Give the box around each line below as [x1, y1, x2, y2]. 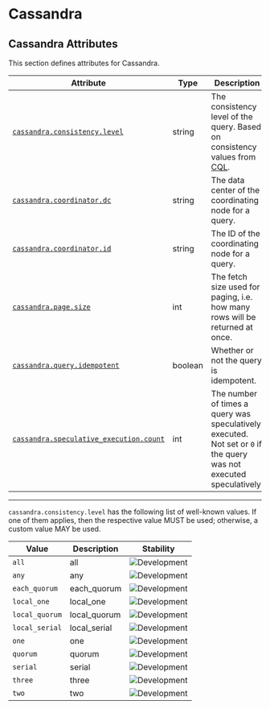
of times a [211, 398, 249, 409]
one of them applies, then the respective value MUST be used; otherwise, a [8, 516, 259, 524]
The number [211, 388, 258, 399]
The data [211, 175, 245, 185]
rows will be [211, 312, 256, 322]
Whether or [211, 345, 255, 355]
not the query [211, 355, 263, 366]
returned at [211, 321, 253, 333]
